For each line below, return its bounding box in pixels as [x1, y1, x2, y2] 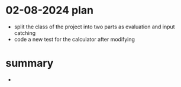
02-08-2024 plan [5, 4, 94, 17]
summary [5, 57, 54, 70]
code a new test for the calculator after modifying [14, 36, 135, 43]
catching [14, 29, 36, 36]
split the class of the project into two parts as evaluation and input [14, 23, 175, 30]
